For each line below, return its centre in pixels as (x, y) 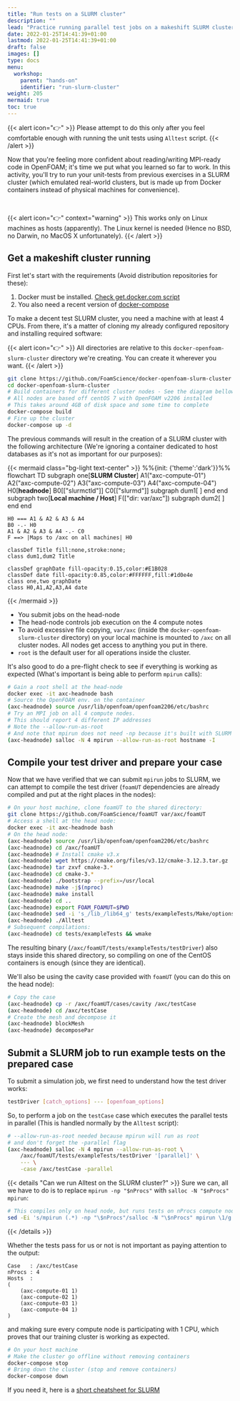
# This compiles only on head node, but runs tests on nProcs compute (115, 1211)
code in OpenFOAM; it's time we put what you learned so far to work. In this (119, 167)
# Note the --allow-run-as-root (55, 727)
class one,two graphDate (44, 581)
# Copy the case (31, 997)
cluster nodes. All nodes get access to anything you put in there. (112, 645)
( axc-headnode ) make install (51, 894)
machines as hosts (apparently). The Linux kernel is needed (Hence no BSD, (120, 228)
